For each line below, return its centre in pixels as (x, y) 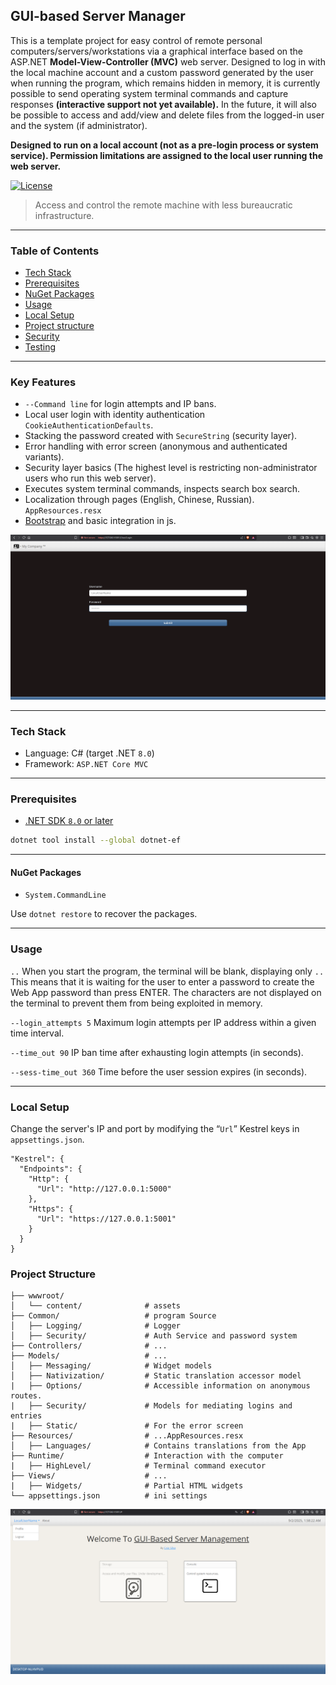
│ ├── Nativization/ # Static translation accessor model (156, 1376)
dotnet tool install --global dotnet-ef (96, 840)
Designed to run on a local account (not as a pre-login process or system (164, 145)
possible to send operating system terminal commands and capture (149, 93)
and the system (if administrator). (79, 125)
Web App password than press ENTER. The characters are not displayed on (166, 992)
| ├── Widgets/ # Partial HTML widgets (127, 1486)
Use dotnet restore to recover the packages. (104, 914)
